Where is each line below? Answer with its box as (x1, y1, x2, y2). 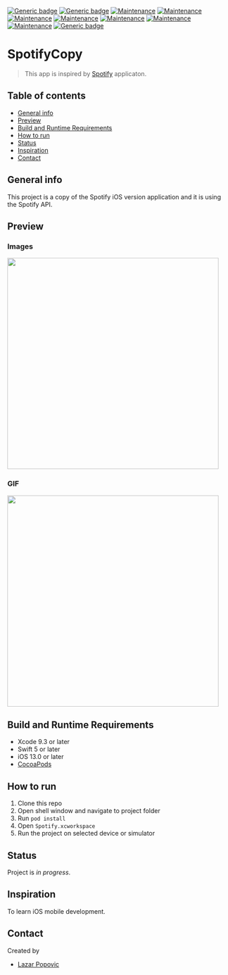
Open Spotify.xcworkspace (17, 822, 96, 830)
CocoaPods (17, 760, 52, 769)
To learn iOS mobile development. (7, 907, 106, 915)
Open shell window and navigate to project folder (17, 807, 160, 815)
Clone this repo (17, 799, 62, 807)
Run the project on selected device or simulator (17, 829, 156, 838)
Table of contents (7, 90, 86, 102)
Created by (7, 946, 40, 955)
